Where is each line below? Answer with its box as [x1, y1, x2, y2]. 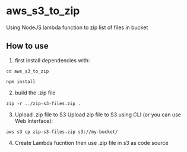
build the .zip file [14, 89, 56, 96]
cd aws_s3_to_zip [6, 68, 49, 74]
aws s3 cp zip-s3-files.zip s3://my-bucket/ [6, 129, 118, 135]
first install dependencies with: [14, 56, 90, 64]
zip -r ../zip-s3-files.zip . [6, 100, 81, 106]
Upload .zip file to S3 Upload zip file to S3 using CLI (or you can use [14, 111, 181, 118]
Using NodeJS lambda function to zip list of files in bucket [6, 24, 148, 31]
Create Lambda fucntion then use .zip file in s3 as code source [14, 139, 169, 146]
